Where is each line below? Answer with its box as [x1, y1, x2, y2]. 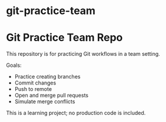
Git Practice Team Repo [6, 31, 123, 45]
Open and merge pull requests [14, 92, 89, 99]
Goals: [6, 62, 22, 69]
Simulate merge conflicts [14, 98, 75, 105]
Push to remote [14, 86, 52, 93]
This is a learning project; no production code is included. [6, 110, 146, 117]
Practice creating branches [14, 73, 81, 80]
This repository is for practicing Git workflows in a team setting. [6, 50, 160, 57]
